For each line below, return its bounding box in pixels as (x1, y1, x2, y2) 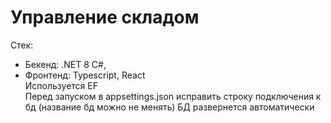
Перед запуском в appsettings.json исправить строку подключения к (24, 90, 322, 102)
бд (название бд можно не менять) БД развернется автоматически (24, 101, 315, 113)
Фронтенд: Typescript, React (24, 69, 146, 81)
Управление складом (10, 6, 200, 29)
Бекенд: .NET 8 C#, (24, 58, 107, 70)
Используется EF (24, 79, 98, 91)
